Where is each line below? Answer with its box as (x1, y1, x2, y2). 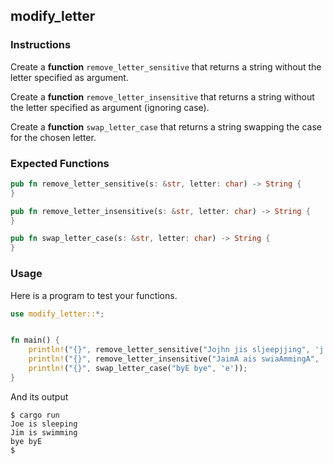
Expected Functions (10, 156, 110, 170)
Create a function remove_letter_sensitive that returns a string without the (10, 60, 322, 73)
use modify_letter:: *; (10, 309, 105, 319)
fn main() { (10, 335, 60, 346)
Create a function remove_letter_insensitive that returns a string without (10, 90, 315, 103)
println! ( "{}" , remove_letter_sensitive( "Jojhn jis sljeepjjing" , (28, 345, 311, 355)
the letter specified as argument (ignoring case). (10, 101, 210, 113)
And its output (10, 390, 69, 403)
